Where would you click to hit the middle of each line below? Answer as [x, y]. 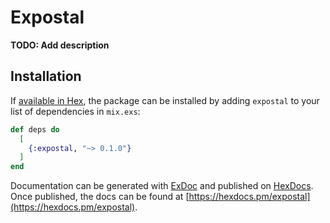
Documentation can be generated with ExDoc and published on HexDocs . [162, 186]
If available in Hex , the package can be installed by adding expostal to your [165, 100]
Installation [46, 76]
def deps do [35, 129]
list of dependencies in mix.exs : [75, 111]
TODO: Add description [60, 45]
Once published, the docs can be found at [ [100, 197]
